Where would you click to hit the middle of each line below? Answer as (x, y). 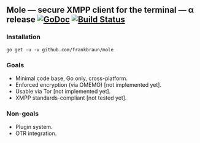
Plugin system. (34, 127)
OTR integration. (36, 133)
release (21, 20)
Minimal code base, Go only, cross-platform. (71, 78)
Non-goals (22, 114)
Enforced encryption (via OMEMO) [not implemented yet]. (88, 84)
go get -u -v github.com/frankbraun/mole (60, 50)
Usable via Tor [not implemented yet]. (63, 91)
